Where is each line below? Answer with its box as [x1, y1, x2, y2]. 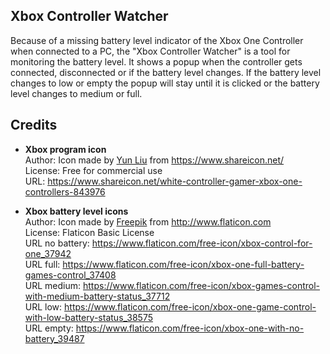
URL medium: [24, 279, 82, 291]
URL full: [24, 258, 61, 270]
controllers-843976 [24, 185, 106, 198]
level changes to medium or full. [10, 87, 143, 99]
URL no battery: [24, 237, 90, 249]
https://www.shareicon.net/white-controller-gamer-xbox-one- [47, 175, 303, 187]
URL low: [24, 300, 63, 313]
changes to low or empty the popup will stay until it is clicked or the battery [10, 77, 320, 89]
